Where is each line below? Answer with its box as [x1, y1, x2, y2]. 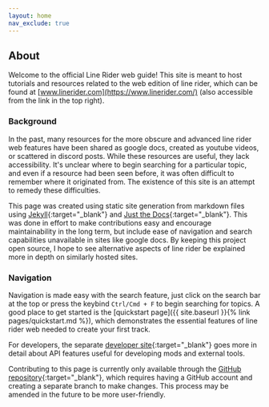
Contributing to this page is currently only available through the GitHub [8, 364, 242, 373]
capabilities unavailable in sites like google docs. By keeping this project [8, 234, 247, 245]
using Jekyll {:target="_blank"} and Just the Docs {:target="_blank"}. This [8, 210, 248, 219]
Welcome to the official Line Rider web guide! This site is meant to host [8, 70, 243, 80]
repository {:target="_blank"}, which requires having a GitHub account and [8, 372, 253, 382]
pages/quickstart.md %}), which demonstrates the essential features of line [8, 315, 258, 325]
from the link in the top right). [8, 96, 105, 105]
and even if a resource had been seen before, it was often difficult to [8, 168, 235, 177]
